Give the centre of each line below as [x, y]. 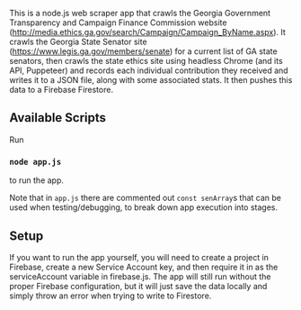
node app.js [35, 162]
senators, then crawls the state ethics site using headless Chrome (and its [146, 61]
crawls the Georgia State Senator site [78, 41]
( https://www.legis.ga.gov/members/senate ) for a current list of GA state [143, 51]
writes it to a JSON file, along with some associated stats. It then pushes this [151, 80]
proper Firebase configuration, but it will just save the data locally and [138, 286]
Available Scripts [58, 118]
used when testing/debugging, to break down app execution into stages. [144, 207]
